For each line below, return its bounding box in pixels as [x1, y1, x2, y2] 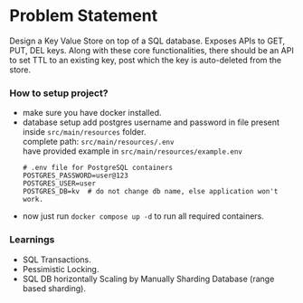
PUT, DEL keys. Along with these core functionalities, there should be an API [9, 44, 294, 55]
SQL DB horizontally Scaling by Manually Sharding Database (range [22, 273, 275, 284]
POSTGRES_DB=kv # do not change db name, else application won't [22, 187, 279, 196]
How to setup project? [9, 87, 109, 99]
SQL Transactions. [22, 254, 92, 265]
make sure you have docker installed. [22, 108, 162, 118]
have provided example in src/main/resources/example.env [22, 146, 242, 156]
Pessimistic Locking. [22, 263, 99, 274]
